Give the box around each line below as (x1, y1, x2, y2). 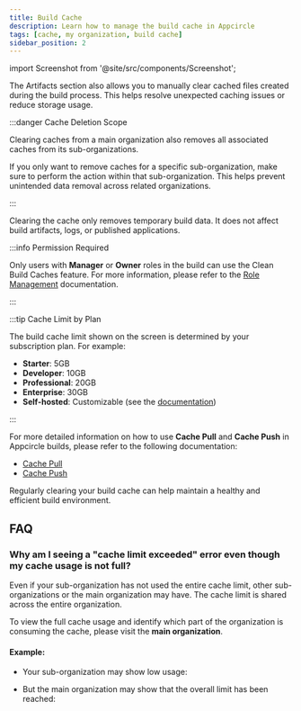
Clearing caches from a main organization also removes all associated (9, 134, 269, 145)
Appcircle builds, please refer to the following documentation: (9, 441, 238, 452)
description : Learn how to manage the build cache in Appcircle (9, 22, 255, 31)
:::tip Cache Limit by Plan (9, 314, 102, 325)
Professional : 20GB (22, 377, 97, 388)
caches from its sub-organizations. (9, 144, 139, 155)
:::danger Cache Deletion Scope (9, 117, 128, 128)
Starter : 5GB (22, 358, 70, 369)
